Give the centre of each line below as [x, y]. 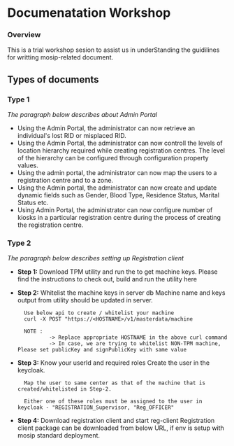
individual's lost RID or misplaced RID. [72, 136]
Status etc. [33, 203]
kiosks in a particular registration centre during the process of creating [119, 218]
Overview [24, 35]
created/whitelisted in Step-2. [64, 389]
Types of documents [53, 79]
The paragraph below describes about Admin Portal [82, 115]
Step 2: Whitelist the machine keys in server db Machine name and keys [121, 293]
